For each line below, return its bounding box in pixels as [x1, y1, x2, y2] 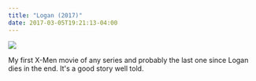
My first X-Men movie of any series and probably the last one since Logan [8, 55, 249, 64]
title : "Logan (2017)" [8, 11, 83, 20]
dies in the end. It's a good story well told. [8, 64, 144, 73]
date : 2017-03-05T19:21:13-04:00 [8, 19, 118, 27]
